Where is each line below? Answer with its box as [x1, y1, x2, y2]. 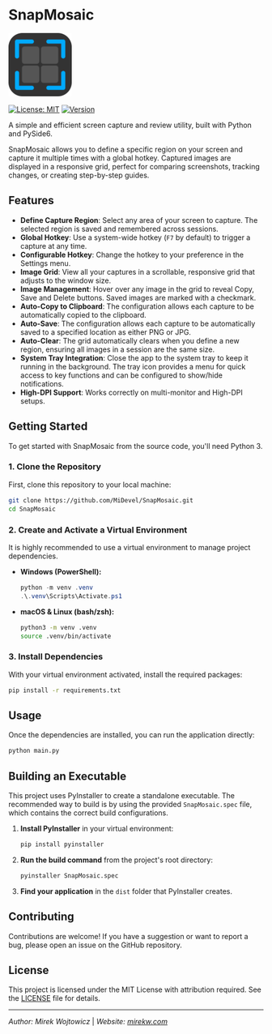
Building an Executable [8, 769, 127, 783]
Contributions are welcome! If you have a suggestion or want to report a [8, 931, 249, 941]
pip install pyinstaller [19, 840, 104, 848]
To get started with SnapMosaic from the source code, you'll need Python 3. [8, 441, 263, 451]
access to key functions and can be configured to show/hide [19, 370, 223, 380]
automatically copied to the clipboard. [19, 310, 147, 319]
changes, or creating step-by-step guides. [8, 170, 150, 180]
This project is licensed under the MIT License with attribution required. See [8, 985, 261, 994]
